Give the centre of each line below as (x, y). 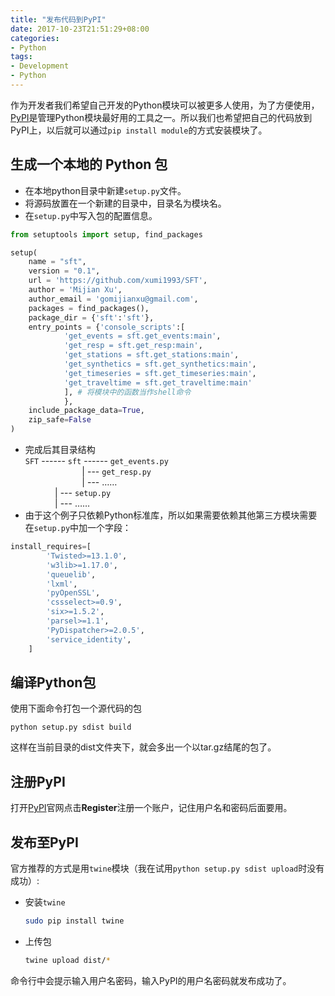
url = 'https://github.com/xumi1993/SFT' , (118, 281)
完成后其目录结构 (60, 450)
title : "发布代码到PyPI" (58, 19)
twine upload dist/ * (67, 960)
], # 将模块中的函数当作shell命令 (127, 392)
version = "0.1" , (64, 271)
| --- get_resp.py (116, 472)
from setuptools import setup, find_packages (106, 234)
